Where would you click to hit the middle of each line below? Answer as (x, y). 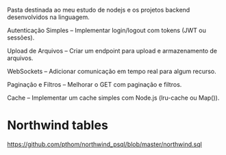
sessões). (21, 38)
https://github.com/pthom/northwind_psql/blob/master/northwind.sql (104, 144)
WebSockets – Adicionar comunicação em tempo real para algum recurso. (112, 71)
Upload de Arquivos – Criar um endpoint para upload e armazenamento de (112, 51)
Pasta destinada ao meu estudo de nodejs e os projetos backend (99, 10)
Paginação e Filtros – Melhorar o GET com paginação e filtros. (95, 84)
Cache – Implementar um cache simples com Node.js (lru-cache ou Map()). (113, 98)
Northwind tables (58, 125)
